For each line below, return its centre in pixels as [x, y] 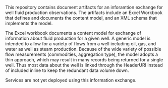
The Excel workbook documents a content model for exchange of [73, 33]
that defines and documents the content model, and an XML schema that [81, 18]
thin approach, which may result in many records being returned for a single [84, 60]
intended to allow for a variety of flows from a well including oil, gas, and [81, 44]
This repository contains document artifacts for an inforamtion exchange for [84, 7]
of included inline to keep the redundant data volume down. [67, 70]
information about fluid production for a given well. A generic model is [78, 38]
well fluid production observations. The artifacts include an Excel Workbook [84, 13]
